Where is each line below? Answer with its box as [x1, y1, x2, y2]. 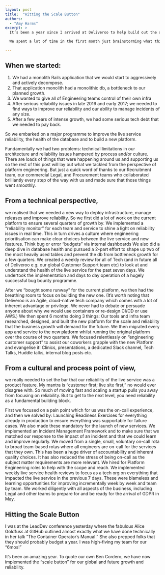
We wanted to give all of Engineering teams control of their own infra [12, 95, 152, 101]
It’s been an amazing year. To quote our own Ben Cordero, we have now [5, 554, 151, 560]
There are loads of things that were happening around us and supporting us [5, 156, 159, 162]
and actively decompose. [12, 80, 64, 86]
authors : [5, 16, 23, 21]
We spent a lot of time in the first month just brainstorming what [9, 39, 153, 44]
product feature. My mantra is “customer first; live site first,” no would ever [5, 382, 156, 388]
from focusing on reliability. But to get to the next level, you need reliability [5, 393, 156, 399]
